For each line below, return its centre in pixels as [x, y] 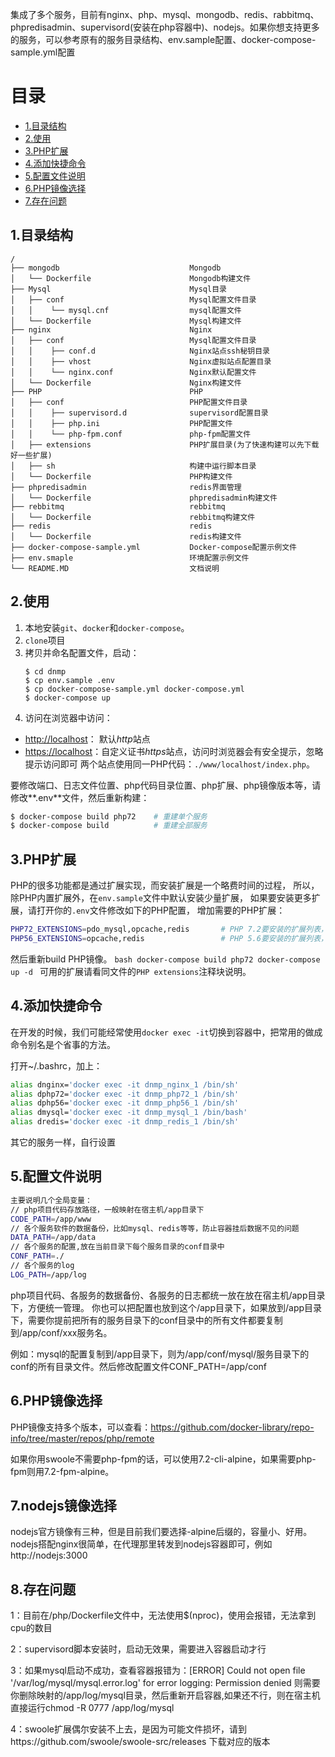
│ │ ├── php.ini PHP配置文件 [121, 423]
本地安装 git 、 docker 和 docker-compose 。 [107, 627]
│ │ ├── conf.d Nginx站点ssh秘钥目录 [140, 351]
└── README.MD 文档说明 [115, 568]
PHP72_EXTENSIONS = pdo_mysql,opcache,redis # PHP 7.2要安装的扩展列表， [169, 929]
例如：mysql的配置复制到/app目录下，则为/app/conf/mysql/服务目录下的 [160, 1354]
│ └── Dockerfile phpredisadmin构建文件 [144, 498]
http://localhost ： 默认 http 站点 [87, 739]
